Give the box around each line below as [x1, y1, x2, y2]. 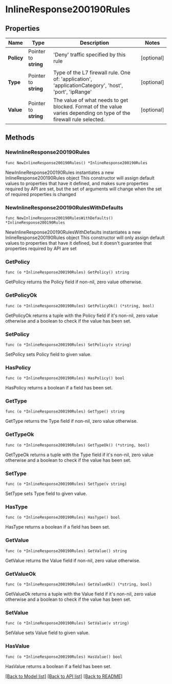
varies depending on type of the [53, 109, 131, 116]
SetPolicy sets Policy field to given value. [5, 351, 92, 357]
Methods [5, 133, 35, 142]
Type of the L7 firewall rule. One [53, 69, 131, 76]
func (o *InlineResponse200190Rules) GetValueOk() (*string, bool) [5, 581, 153, 587]
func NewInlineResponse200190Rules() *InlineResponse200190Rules [5, 160, 147, 165]
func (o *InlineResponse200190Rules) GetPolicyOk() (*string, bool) [5, 303, 155, 308]
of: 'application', [53, 75, 92, 83]
